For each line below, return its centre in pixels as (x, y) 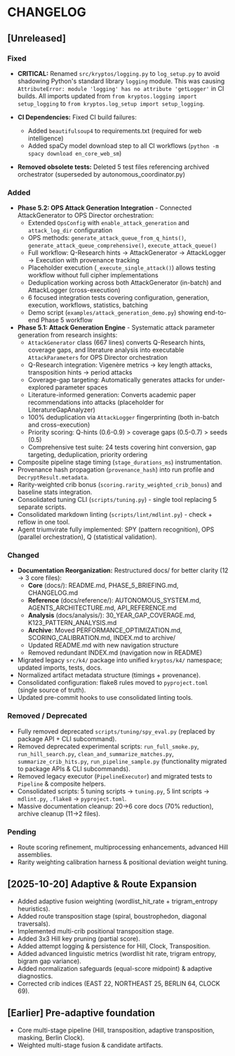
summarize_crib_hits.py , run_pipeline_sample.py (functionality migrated (122, 761)
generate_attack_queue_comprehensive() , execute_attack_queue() (122, 245)
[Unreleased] (37, 38)
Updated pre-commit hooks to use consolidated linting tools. (105, 698)
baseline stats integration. (55, 492)
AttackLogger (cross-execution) (74, 290)
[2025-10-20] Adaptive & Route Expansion (102, 884)
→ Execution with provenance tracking (83, 260)
